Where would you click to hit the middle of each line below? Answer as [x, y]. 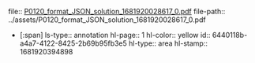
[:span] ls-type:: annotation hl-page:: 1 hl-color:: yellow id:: [115, 35]
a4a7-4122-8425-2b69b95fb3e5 [73, 43]
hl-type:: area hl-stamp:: [168, 43]
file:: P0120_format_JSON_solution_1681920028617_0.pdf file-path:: [117, 11]
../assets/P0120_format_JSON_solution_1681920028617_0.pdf [107, 20]
